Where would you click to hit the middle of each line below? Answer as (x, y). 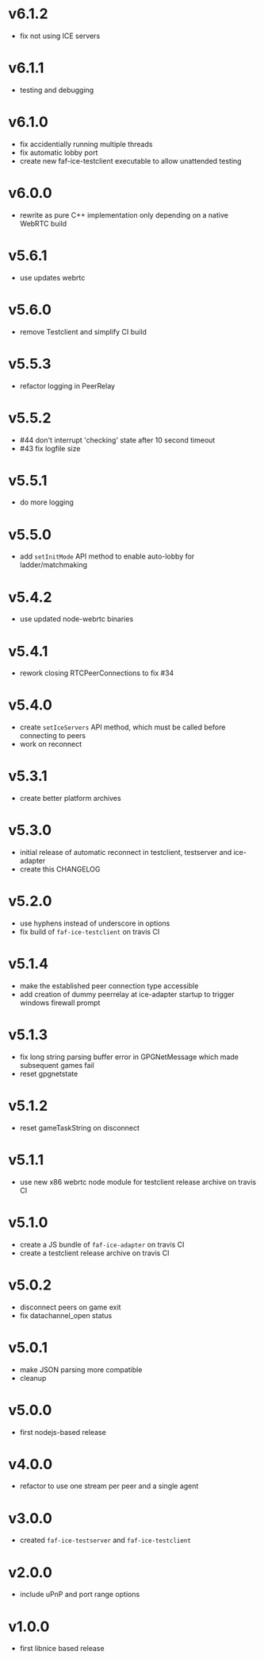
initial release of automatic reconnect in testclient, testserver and (126, 853)
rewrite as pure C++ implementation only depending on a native (124, 215)
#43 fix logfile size (50, 448)
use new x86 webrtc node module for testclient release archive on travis (138, 1181)
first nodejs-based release (63, 1432)
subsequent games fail (57, 1065)
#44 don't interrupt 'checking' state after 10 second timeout (117, 440)
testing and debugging (57, 90)
